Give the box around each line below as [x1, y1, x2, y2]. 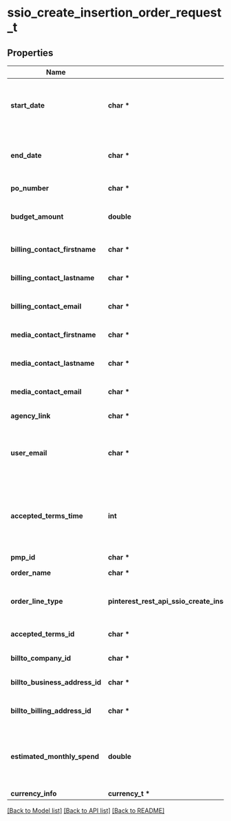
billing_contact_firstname [10, 245, 96, 254]
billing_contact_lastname [10, 273, 95, 282]
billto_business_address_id [10, 677, 102, 687]
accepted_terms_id [10, 629, 75, 639]
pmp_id [10, 553, 36, 562]
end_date [10, 150, 43, 160]
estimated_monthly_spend [10, 752, 100, 761]
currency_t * [107, 789, 150, 798]
